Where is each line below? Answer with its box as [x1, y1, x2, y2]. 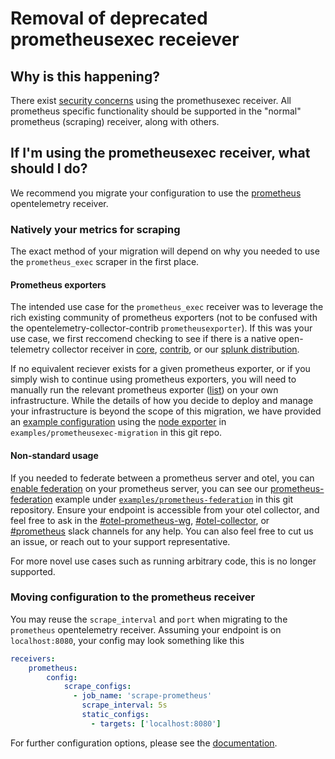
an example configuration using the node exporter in [10, 416, 227, 428]
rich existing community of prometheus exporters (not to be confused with [10, 312, 318, 324]
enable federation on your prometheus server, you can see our [10, 482, 269, 494]
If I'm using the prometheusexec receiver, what [10, 145, 311, 162]
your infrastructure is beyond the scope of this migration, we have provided [10, 405, 322, 417]
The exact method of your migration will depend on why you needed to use [10, 245, 320, 257]
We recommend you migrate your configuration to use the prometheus [10, 187, 302, 199]
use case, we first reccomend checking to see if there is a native [10, 333, 277, 345]
